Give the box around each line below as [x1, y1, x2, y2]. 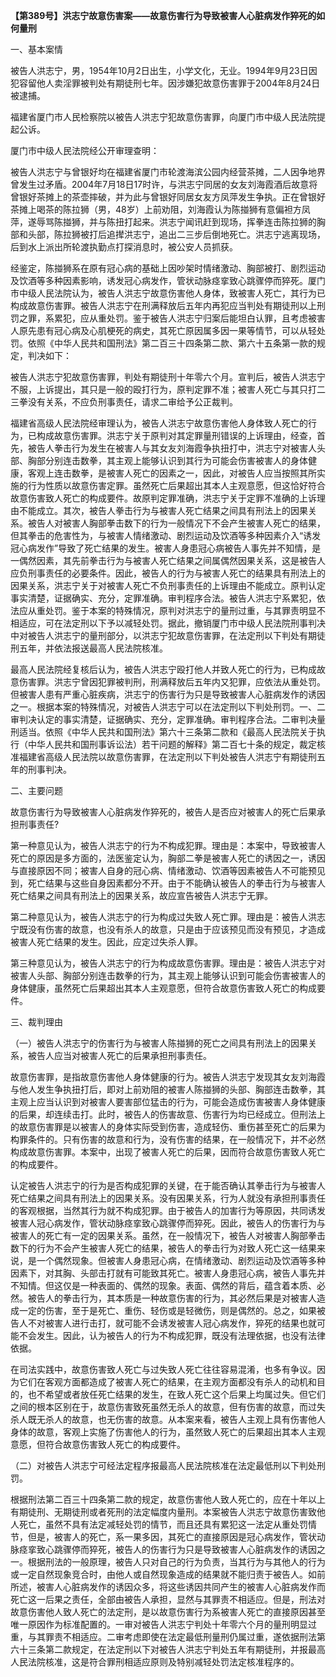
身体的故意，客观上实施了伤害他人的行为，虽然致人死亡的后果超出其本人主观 [10, 1426, 326, 1438]
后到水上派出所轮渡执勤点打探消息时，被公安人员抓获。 [10, 241, 238, 253]
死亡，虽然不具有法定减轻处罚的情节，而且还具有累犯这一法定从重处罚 [18, 1519, 308, 1530]
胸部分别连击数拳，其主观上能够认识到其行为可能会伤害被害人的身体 [27, 455, 308, 466]
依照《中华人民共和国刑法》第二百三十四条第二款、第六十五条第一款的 [27, 337, 317, 349]
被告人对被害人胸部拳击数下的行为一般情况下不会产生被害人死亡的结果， [27, 517, 326, 529]
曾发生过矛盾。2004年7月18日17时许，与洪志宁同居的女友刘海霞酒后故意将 [10, 179, 318, 190]
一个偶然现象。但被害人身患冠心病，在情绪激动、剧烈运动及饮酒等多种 [36, 1255, 326, 1266]
